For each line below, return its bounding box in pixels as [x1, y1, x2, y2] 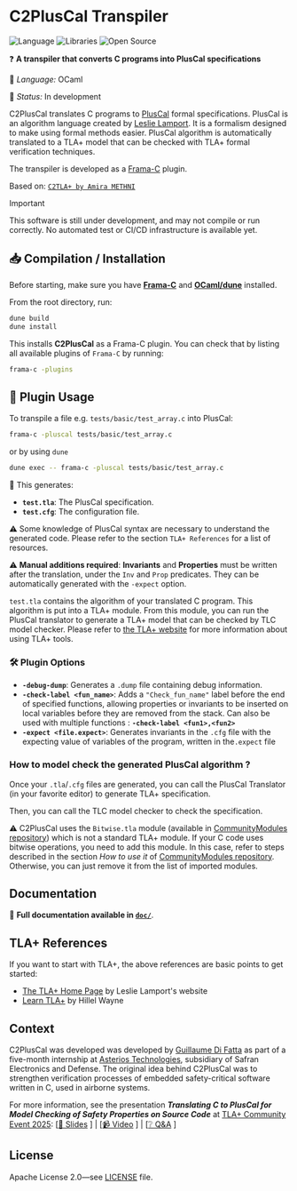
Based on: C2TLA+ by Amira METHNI [9, 180, 136, 191]
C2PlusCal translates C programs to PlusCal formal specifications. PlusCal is [9, 108, 288, 119]
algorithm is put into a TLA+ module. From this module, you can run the [9, 604, 270, 615]
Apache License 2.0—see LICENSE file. [9, 1171, 153, 1182]
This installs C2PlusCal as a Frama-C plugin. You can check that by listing [9, 338, 280, 348]
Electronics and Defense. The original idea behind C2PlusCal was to [9, 1063, 258, 1074]
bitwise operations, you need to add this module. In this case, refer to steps [9, 842, 285, 852]
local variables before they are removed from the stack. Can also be [21, 708, 270, 719]
